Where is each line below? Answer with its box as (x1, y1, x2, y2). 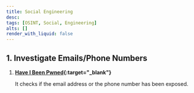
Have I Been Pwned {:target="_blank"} (14, 69, 112, 76)
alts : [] (6, 25, 28, 32)
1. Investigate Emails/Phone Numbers (6, 53, 148, 63)
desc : (6, 14, 20, 20)
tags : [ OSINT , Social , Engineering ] (6, 20, 97, 26)
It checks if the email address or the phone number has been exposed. (14, 80, 189, 87)
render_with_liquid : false (6, 31, 73, 37)
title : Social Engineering (6, 8, 73, 15)
